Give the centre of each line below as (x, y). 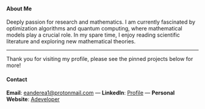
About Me (19, 9)
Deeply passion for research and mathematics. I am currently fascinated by (101, 22)
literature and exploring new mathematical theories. (71, 41)
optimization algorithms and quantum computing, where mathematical (94, 29)
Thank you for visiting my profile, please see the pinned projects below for (100, 59)
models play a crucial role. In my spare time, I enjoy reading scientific (93, 35)
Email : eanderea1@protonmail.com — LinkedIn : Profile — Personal (91, 93)
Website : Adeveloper (33, 99)
